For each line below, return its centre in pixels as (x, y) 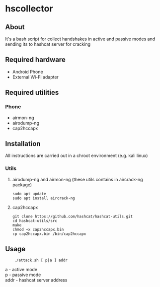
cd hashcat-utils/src (35, 221)
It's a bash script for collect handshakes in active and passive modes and (80, 39)
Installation (23, 144)
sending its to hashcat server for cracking (48, 44)
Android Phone (28, 72)
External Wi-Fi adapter (35, 77)
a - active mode (21, 270)
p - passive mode (23, 275)
